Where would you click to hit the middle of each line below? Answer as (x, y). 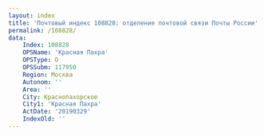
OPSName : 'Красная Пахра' (66, 52)
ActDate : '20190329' (57, 112)
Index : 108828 (46, 45)
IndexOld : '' (44, 119)
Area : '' (37, 89)
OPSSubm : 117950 (50, 67)
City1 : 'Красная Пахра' (62, 104)
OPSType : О (41, 60)
